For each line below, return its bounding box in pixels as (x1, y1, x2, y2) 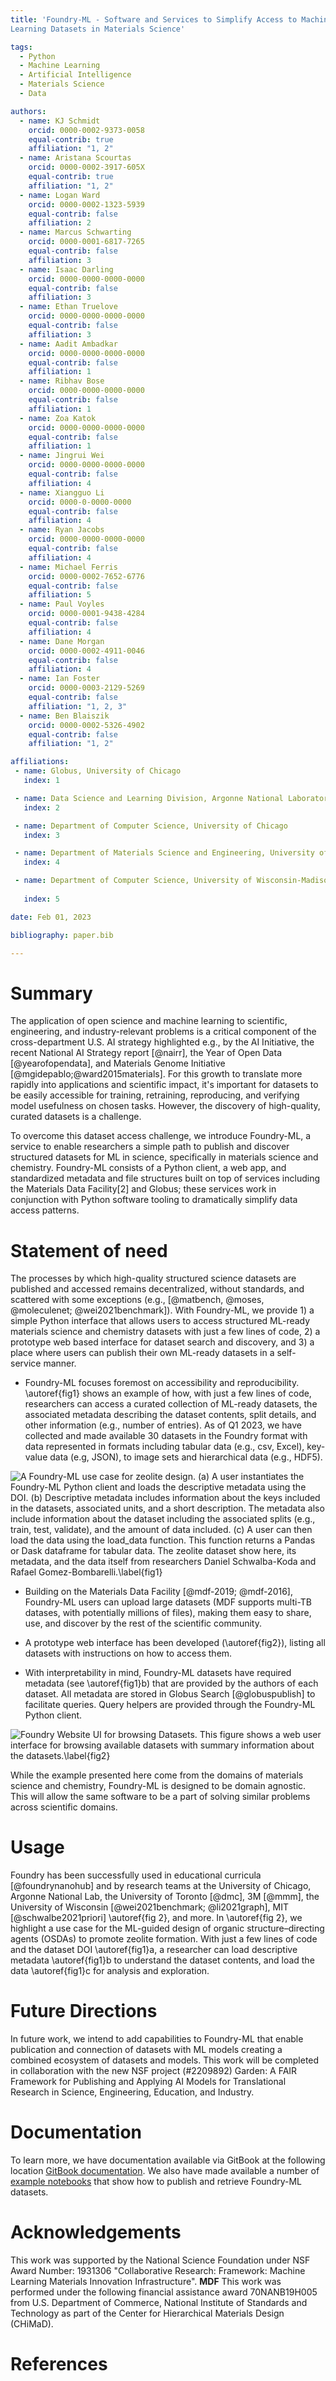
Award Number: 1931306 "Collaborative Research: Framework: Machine (10, 2265, 306, 2276)
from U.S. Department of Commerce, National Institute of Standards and (10, 2297, 308, 2308)
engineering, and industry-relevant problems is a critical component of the (10, 1026, 317, 1038)
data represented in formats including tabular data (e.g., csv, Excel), (24, 1441, 305, 1453)
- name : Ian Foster (19, 674, 101, 684)
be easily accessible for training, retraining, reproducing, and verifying (10, 1089, 300, 1101)
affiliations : (10, 757, 70, 767)
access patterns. (10, 1204, 80, 1216)
